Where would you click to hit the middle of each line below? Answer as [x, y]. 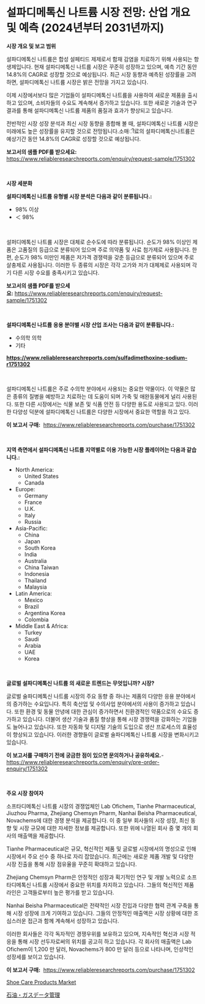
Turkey [33, 632]
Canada [34, 483]
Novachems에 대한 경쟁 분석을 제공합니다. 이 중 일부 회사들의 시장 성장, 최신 [98, 820]
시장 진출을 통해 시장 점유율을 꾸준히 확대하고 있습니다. [72, 864]
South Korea [40, 548]
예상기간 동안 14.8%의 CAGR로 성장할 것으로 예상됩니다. [74, 139]
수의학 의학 [28, 337]
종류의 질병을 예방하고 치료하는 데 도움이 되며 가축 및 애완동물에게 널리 [97, 396]
